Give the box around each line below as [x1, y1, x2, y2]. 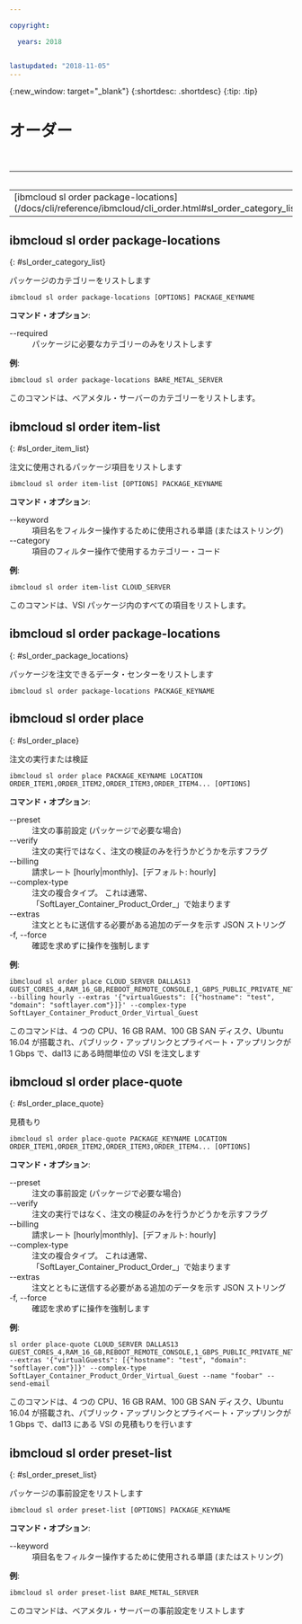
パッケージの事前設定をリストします [9, 1488, 144, 1499]
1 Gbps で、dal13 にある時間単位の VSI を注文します [9, 1048, 201, 1059]
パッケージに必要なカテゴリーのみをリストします [31, 339, 213, 350]
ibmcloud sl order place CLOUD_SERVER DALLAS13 [9, 977, 191, 986]
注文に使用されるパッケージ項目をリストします [9, 461, 182, 472]
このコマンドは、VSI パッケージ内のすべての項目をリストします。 [9, 599, 252, 610]
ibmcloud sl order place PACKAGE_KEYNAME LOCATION [9, 771, 203, 780]
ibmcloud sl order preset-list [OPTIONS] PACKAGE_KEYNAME [9, 1506, 231, 1515]
